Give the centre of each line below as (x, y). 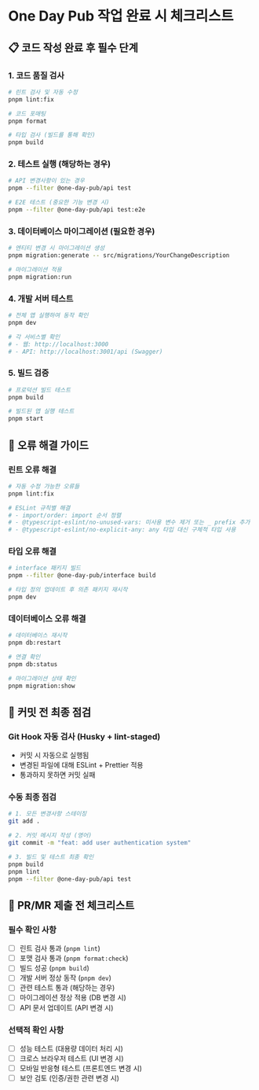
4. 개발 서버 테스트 (41, 298)
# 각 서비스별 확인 (34, 337)
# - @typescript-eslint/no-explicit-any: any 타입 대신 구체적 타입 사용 (122, 530)
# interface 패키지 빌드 (44, 568)
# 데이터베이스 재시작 (38, 635)
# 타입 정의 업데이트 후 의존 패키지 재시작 (68, 590)
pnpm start (26, 419)
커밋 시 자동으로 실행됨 (54, 755)
